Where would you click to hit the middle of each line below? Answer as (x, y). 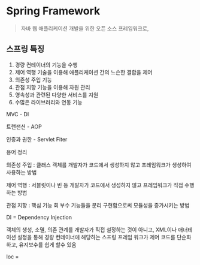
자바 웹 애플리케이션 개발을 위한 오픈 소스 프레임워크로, (85, 28)
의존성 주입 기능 (33, 80)
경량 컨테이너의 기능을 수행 (46, 65)
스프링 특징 (25, 49)
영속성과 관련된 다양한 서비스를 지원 (57, 95)
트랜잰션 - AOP (24, 127)
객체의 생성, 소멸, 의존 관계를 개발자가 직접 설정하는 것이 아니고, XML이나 (92, 230)
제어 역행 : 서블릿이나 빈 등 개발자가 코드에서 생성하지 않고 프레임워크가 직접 (95, 185)
